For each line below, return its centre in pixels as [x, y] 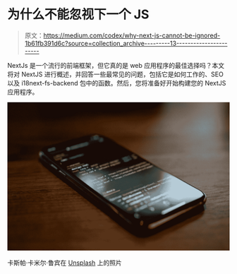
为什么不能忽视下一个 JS [78, 14]
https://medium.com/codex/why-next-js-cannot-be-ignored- [132, 35]
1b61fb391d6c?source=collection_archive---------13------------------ [126, 43]
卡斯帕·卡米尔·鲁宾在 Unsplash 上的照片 [65, 263]
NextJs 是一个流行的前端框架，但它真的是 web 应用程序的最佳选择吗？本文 [116, 65]
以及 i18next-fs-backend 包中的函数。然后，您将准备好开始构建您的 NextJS [117, 83]
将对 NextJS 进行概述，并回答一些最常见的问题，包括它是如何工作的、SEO [115, 74]
